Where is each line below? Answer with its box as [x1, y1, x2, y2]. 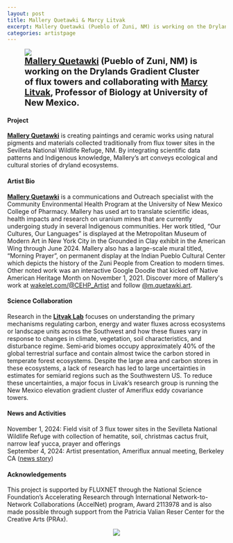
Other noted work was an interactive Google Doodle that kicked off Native [7, 266, 218, 274]
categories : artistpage [7, 29, 76, 37]
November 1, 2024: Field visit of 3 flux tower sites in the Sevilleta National [7, 425, 218, 433]
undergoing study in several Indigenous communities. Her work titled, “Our [7, 222, 221, 230]
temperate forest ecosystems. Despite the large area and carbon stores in [7, 356, 218, 365]
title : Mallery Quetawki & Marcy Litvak [7, 17, 126, 24]
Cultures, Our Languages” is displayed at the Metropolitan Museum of [7, 229, 207, 237]
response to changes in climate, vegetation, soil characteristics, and [7, 334, 202, 342]
